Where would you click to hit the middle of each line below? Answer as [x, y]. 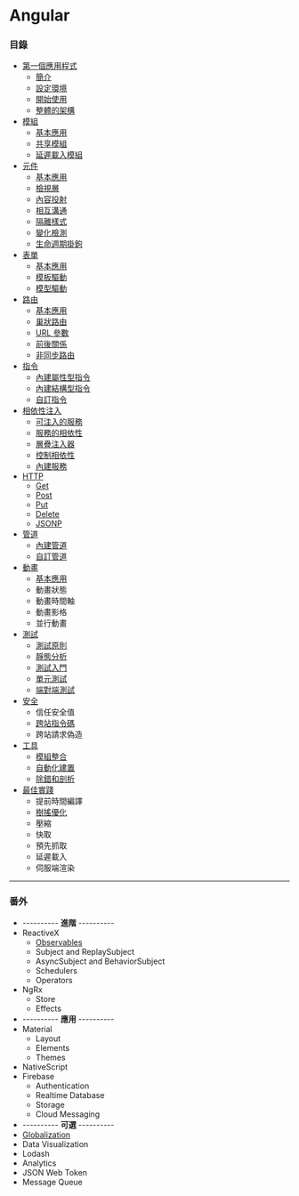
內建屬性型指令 [63, 377]
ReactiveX [40, 933]
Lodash [36, 1153]
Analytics [39, 1163]
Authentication [62, 1086]
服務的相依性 [59, 433]
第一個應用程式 [49, 66]
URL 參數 [52, 333]
